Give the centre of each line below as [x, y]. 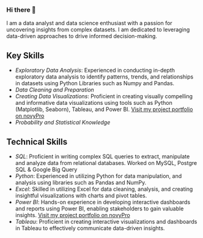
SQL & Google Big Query [46, 169]
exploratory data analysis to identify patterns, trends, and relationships [104, 77]
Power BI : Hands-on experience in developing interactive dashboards [103, 202]
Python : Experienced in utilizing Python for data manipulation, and [98, 176]
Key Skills [25, 56]
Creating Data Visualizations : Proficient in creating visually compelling [104, 96]
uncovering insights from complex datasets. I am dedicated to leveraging [98, 29]
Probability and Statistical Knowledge [63, 123]
